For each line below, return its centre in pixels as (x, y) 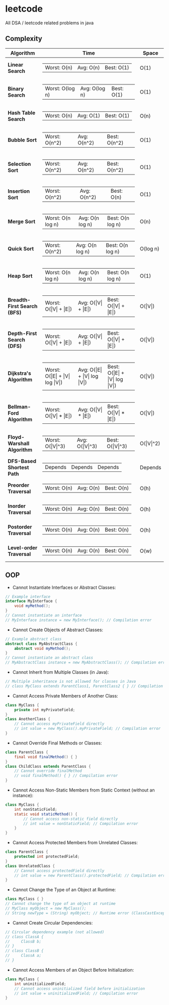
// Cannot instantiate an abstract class (49, 658)
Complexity (24, 39)
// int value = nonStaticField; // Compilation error (81, 823)
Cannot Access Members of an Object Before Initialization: (73, 970)
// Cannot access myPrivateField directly (59, 724)
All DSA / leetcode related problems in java (50, 23)
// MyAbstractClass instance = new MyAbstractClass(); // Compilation (81, 663)
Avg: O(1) (89, 115)
